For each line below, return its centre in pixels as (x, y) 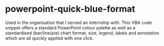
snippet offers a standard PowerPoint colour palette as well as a (70, 27)
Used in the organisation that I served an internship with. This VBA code (79, 23)
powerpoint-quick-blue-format (70, 9)
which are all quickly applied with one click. (50, 38)
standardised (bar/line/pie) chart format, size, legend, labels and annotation (82, 33)
